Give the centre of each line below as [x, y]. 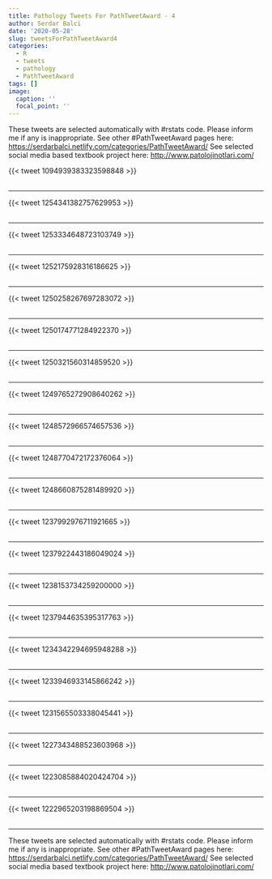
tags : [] [23, 83]
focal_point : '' [43, 106]
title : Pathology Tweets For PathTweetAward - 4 [92, 16]
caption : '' [36, 99]
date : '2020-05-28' [41, 31]
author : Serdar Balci [45, 23]
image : [19, 91]
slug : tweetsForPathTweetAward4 [63, 38]
